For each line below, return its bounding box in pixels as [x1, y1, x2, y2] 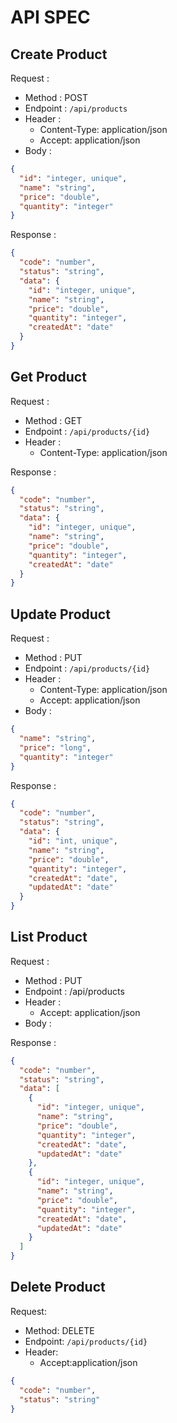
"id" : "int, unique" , [28, 836, 118, 846]
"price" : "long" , [19, 742, 92, 753]
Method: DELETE [24, 1324, 95, 1336]
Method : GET [24, 414, 83, 426]
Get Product [10, 369, 87, 386]
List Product [10, 929, 88, 946]
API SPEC [10, 6, 91, 29]
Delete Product [10, 1279, 106, 1296]
